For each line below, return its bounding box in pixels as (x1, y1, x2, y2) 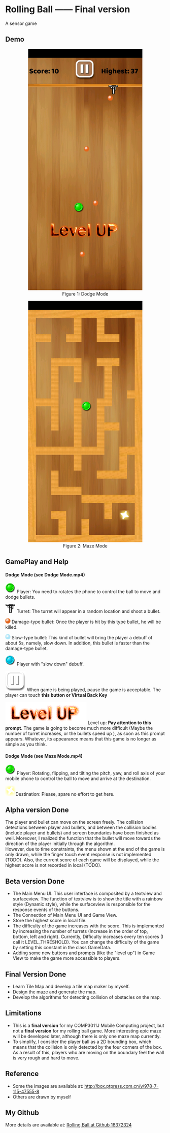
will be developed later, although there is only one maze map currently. (12, 1033, 161, 1039)
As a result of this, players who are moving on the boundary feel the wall (12, 1049, 164, 1055)
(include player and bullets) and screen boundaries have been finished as (5, 830, 159, 836)
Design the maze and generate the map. (12, 989, 97, 995)
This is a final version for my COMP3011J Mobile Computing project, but (12, 1022, 164, 1028)
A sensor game (5, 20, 37, 26)
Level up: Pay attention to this (87, 720, 151, 726)
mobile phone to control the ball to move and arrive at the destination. (5, 775, 151, 782)
